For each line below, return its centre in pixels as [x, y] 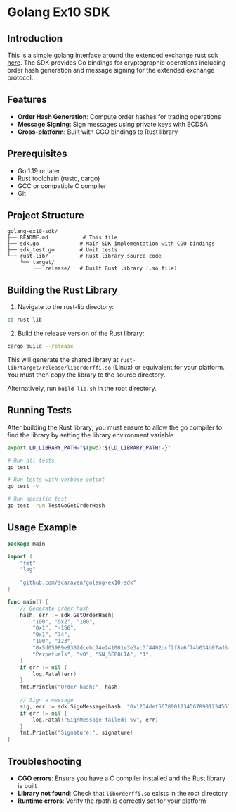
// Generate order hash [55, 608]
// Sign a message [47, 700]
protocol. [20, 77]
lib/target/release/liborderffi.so [59, 368]
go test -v [23, 487]
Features [27, 100]
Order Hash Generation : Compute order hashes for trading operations [119, 116]
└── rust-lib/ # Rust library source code [84, 256]
